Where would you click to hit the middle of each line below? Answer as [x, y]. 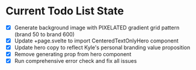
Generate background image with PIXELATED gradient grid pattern [97, 28]
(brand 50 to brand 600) [44, 34]
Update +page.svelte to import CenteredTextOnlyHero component [96, 41]
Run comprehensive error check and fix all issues [75, 61]
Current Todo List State [65, 11]
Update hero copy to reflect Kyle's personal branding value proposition [102, 48]
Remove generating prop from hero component [73, 54]
